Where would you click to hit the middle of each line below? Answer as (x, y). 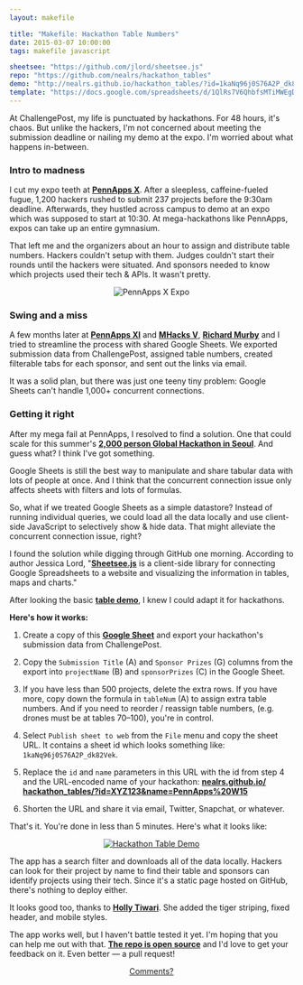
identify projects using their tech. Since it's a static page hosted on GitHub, (149, 880)
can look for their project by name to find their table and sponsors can (139, 870)
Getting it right (42, 414)
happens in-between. (49, 146)
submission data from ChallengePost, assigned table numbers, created (141, 354)
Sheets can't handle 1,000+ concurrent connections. (107, 391)
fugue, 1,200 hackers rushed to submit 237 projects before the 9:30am (141, 200)
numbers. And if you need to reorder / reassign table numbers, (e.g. (148, 708)
